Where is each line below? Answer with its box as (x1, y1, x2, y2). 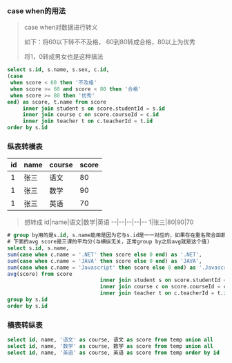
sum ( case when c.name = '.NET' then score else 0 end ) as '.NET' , (7, 251, 202, 258)
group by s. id (7, 296, 48, 304)
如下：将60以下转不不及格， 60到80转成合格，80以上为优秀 (23, 38, 195, 46)
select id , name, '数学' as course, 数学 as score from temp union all (7, 343, 214, 350)
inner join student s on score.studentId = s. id (22, 105, 166, 112)
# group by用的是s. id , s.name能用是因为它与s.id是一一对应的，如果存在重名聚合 (7, 232, 216, 239)
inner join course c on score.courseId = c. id (22, 111, 159, 118)
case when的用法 (7, 6, 66, 15)
